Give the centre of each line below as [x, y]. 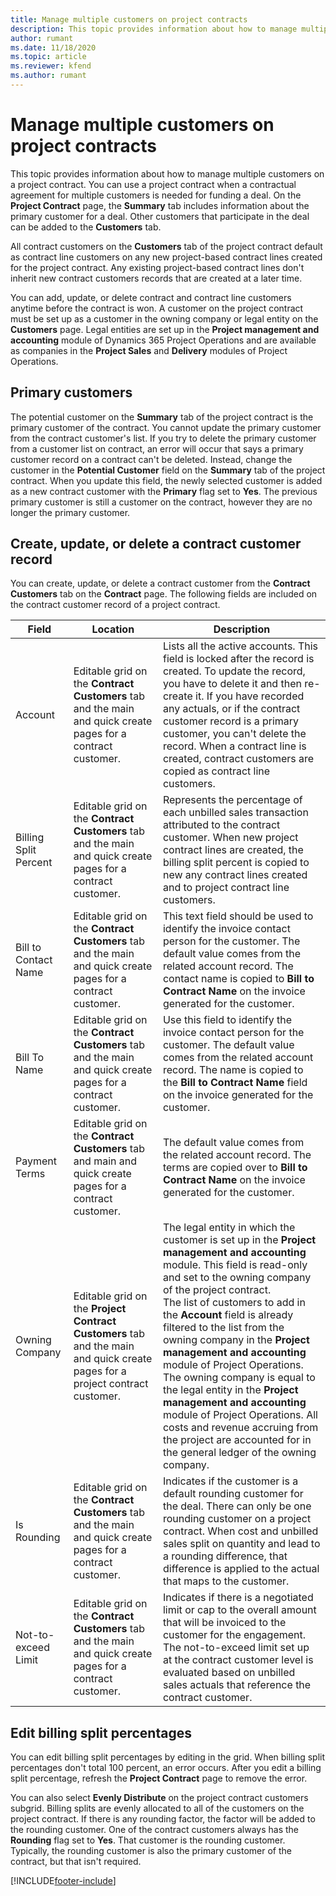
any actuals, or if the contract [231, 709]
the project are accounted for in [237, 1440]
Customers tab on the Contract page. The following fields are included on [164, 594]
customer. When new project [230, 838]
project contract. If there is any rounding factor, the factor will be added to [163, 1819]
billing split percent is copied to [236, 863]
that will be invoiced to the [224, 1623]
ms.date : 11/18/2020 [53, 47]
